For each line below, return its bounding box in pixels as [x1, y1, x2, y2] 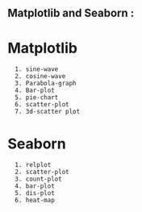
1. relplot [15, 161, 52, 169]
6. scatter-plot [15, 101, 69, 109]
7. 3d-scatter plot [15, 108, 81, 116]
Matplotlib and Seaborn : [7, 6, 135, 20]
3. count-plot [15, 175, 62, 184]
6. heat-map [15, 197, 56, 205]
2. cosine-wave [15, 73, 66, 81]
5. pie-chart [15, 94, 59, 102]
